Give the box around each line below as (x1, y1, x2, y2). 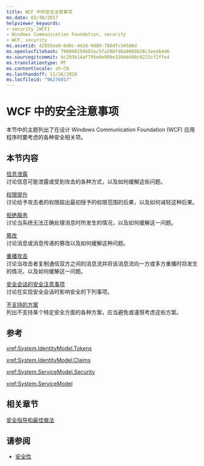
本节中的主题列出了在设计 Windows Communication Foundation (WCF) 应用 (6, 126, 195, 134)
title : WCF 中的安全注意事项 (6, 9, 73, 15)
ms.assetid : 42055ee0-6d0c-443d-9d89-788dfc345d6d (6, 43, 137, 49)
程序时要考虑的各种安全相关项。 (6, 134, 86, 141)
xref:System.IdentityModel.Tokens (6, 344, 92, 352)
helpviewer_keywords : (6, 20, 61, 26)
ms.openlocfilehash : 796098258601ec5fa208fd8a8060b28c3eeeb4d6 (6, 49, 170, 55)
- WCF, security (6, 37, 47, 43)
